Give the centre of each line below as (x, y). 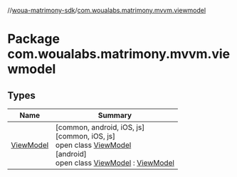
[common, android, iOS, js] (100, 127)
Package (34, 39)
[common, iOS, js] (86, 136)
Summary (115, 115)
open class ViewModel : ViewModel (115, 163)
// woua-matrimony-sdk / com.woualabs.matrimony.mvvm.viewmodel (107, 10)
